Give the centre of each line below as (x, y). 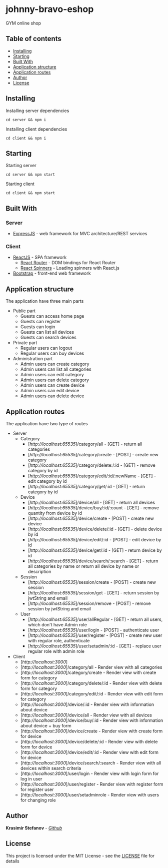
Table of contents (33, 39)
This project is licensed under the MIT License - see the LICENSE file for (80, 855)
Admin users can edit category (52, 375)
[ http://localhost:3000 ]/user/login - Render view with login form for (89, 773)
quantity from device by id (55, 513)
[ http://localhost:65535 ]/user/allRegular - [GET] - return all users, (95, 619)
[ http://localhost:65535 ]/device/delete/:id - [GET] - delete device (95, 529)
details (12, 861)
